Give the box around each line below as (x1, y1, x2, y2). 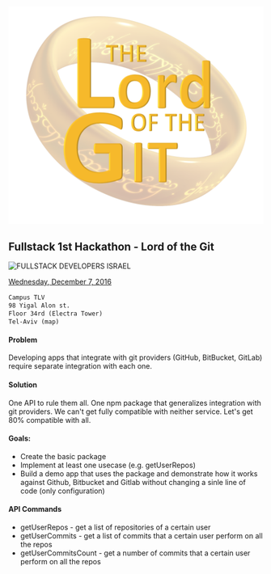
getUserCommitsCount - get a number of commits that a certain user (19, 548, 251, 558)
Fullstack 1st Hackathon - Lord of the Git (8, 239, 214, 253)
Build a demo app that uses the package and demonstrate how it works (19, 468, 258, 479)
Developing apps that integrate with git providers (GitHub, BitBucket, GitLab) (8, 352, 263, 362)
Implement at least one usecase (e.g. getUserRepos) (19, 460, 196, 470)
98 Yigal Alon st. (8, 302, 70, 310)
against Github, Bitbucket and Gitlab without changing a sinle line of (19, 477, 247, 487)
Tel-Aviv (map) (8, 318, 60, 326)
